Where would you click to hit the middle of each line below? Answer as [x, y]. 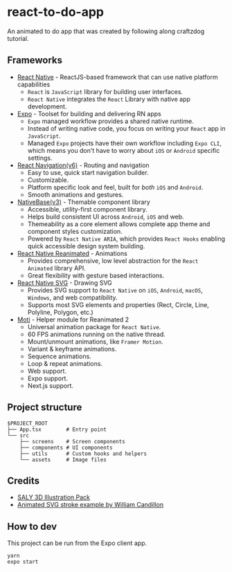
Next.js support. [51, 385]
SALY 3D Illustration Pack [53, 497]
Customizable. [48, 180]
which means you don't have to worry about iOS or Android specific [124, 150]
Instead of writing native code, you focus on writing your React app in [126, 128]
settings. [40, 158]
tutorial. [18, 38]
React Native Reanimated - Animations [72, 253]
